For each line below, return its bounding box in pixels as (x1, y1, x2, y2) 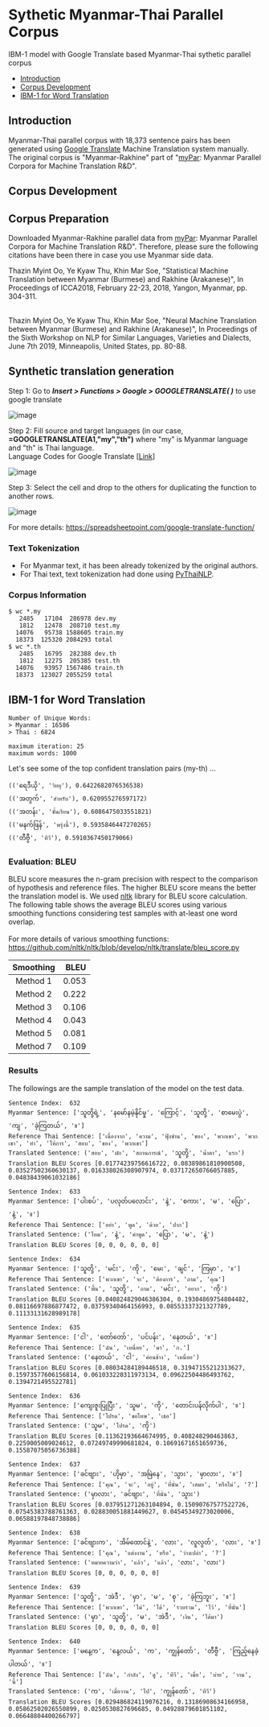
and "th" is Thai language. (8, 443, 95, 452)
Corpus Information (8, 589, 87, 601)
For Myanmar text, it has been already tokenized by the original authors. (19, 561, 259, 571)
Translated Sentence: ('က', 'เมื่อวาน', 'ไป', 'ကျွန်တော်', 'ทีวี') (8, 1687, 217, 1696)
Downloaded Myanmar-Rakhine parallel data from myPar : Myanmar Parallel (8, 233, 258, 242)
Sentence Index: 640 (8, 1637, 81, 1646)
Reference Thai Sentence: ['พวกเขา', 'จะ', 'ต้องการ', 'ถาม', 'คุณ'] (8, 1275, 226, 1283)
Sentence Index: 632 (8, 1099, 81, 1107)
